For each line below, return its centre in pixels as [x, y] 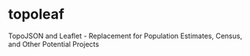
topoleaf [36, 14]
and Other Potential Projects [54, 44]
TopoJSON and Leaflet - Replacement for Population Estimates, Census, [125, 36]
